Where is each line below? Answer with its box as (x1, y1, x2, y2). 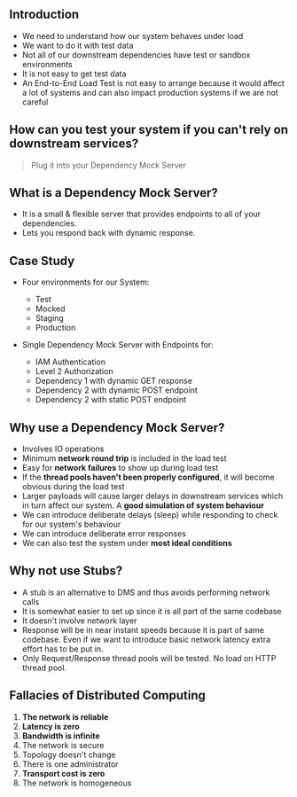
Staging (35, 313, 64, 324)
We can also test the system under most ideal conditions (21, 538, 232, 549)
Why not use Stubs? (9, 563, 123, 579)
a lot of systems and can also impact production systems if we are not (21, 87, 279, 98)
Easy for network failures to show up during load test (21, 463, 219, 473)
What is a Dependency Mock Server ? (9, 185, 219, 200)
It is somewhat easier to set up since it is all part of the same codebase (21, 606, 282, 616)
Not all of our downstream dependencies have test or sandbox (21, 49, 251, 60)
